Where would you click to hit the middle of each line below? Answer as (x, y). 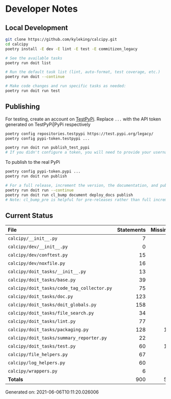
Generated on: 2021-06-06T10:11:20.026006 (52, 392)
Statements (131, 230)
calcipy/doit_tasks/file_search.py (51, 313)
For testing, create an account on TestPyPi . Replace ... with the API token (83, 119)
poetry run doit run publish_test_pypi (48, 148)
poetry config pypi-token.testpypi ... (48, 138)
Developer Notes (41, 9)
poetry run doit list (28, 63)
